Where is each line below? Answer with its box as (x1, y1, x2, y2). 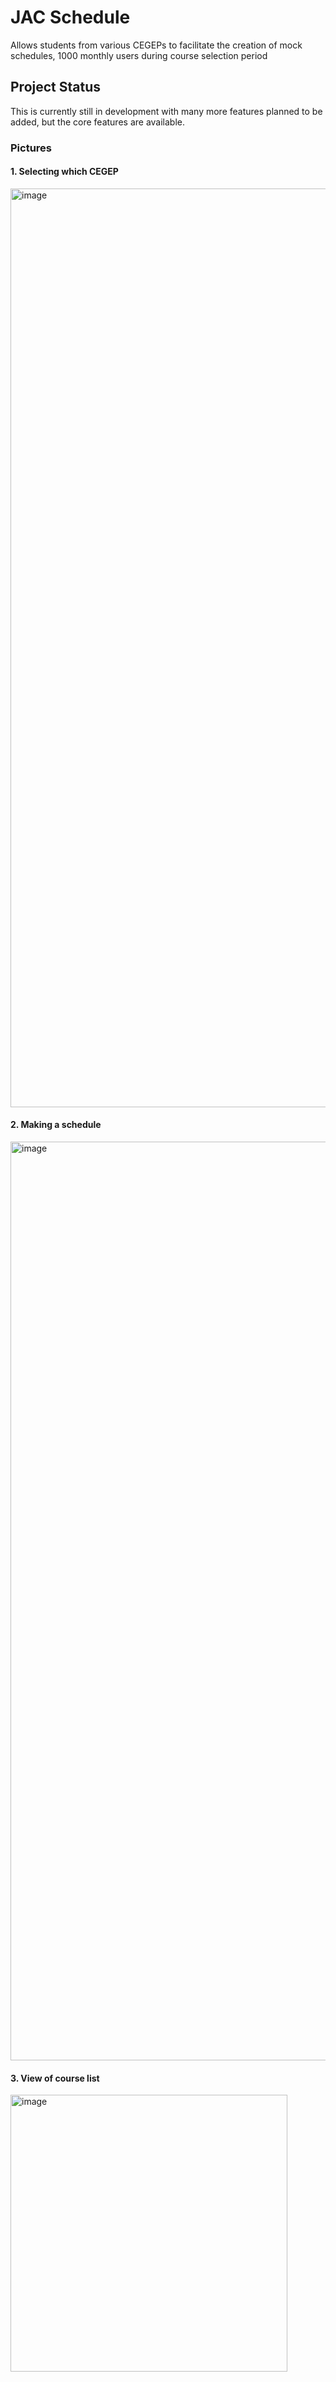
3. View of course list (10, 2072, 100, 2084)
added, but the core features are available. (10, 116, 186, 128)
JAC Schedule (10, 6, 131, 29)
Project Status (10, 79, 102, 96)
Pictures (10, 141, 53, 155)
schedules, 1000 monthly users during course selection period (10, 49, 268, 61)
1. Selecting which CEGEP (10, 166, 119, 178)
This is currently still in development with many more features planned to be (10, 105, 323, 117)
